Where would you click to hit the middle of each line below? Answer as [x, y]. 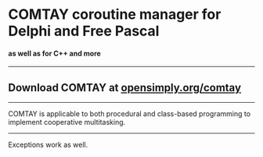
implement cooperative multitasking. [67, 122]
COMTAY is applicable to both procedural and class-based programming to [130, 114]
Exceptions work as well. [48, 145]
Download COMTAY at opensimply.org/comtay [124, 88]
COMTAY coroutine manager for [115, 15]
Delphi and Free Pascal [84, 31]
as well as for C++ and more [55, 53]
